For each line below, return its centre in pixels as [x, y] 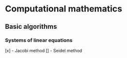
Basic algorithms [31, 27]
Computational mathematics [64, 9]
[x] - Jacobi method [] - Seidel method [44, 50]
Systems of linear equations [39, 40]
